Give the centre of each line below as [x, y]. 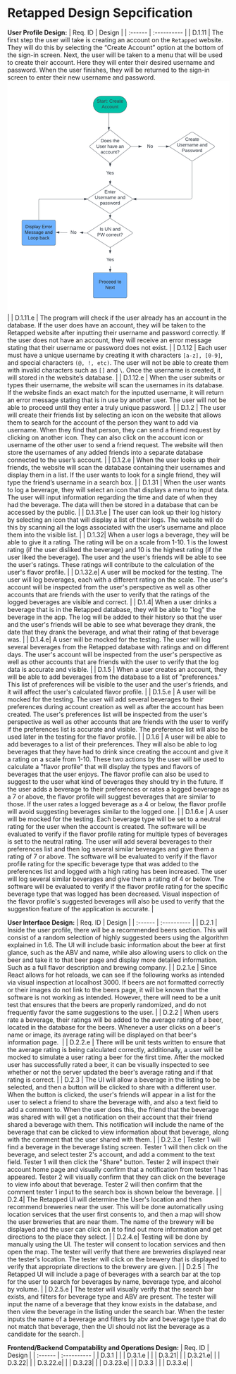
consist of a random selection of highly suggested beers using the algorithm [118, 937]
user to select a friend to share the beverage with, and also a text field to [113, 1102]
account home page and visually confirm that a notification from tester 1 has [118, 1170]
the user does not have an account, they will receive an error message [110, 340]
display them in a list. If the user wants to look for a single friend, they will [114, 475]
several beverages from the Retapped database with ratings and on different [118, 647]
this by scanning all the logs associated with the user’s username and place [117, 527]
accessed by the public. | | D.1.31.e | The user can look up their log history [114, 513]
